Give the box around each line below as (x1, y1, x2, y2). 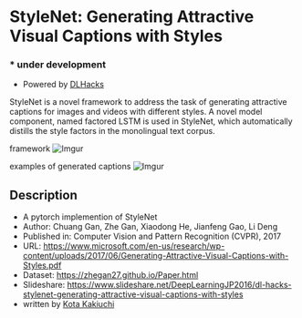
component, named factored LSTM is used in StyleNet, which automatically (9, 116, 294, 127)
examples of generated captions (9, 161, 131, 172)
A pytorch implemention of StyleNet (22, 211, 158, 222)
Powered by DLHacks (22, 79, 105, 90)
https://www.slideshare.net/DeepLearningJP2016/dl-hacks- (67, 280, 292, 291)
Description (9, 187, 78, 202)
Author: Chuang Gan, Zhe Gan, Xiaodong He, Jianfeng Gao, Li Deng (22, 221, 278, 232)
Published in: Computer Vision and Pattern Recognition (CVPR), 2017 (22, 231, 281, 242)
